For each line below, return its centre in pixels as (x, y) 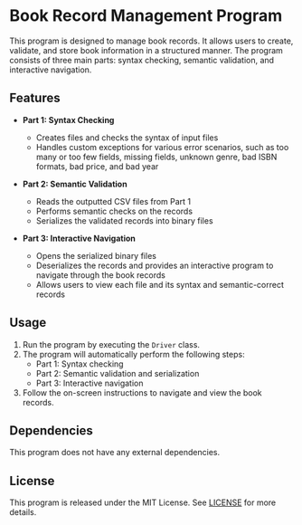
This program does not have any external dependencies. (114, 453)
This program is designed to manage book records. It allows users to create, (151, 41)
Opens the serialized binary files (96, 255)
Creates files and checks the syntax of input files (127, 138)
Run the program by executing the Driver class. (111, 344)
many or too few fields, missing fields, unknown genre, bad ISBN (156, 157)
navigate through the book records (100, 275)
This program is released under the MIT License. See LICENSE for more (143, 502)
